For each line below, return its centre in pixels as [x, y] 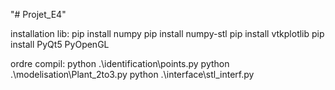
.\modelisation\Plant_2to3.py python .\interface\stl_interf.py [132, 74]
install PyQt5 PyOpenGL [60, 44]
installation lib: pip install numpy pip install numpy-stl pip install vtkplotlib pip [167, 33]
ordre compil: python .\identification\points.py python [120, 63]
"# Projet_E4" [38, 14]
